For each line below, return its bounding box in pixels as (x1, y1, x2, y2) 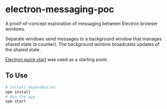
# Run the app (5, 94, 36, 99)
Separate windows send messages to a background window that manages (5, 36, 162, 42)
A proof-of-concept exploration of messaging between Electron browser (5, 20, 158, 26)
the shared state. (5, 46, 41, 52)
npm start (5, 99, 27, 104)
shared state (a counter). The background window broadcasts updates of (5, 41, 160, 47)
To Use (5, 71, 28, 80)
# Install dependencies (5, 85, 56, 90)
